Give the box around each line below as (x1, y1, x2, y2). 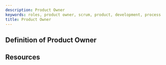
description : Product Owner (5, 7, 65, 13)
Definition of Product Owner (5, 36, 97, 44)
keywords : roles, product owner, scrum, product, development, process (5, 12, 161, 17)
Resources (5, 53, 40, 61)
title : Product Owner (5, 17, 52, 22)
